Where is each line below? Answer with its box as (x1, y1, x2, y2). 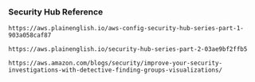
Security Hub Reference (8, 6, 104, 18)
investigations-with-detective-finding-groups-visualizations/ (8, 66, 223, 74)
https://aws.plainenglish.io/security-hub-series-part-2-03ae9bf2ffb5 (8, 45, 248, 53)
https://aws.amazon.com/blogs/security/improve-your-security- (8, 59, 223, 68)
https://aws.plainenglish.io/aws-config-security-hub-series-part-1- (8, 25, 245, 33)
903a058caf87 (8, 31, 52, 40)
